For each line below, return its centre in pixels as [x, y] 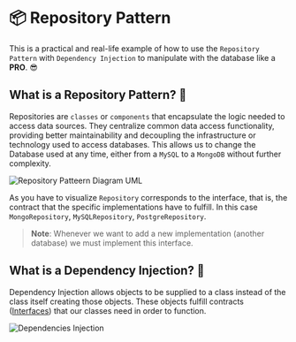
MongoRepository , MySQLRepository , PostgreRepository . [108, 216]
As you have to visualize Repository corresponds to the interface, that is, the [148, 197]
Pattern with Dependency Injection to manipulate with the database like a [142, 57]
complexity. [30, 163]
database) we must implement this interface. [112, 243]
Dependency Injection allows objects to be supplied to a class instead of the [148, 292]
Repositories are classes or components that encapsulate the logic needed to [147, 116]
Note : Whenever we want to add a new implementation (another [148, 233]
